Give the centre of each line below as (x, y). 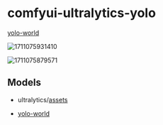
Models (24, 83)
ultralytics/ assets (43, 99)
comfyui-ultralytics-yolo (81, 13)
